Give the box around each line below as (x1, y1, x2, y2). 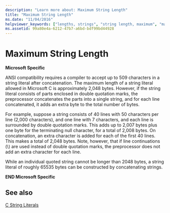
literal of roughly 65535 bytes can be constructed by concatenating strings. (5, 164, 163, 170)
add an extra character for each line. (5, 149, 81, 155)
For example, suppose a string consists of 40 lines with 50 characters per (5, 111, 159, 117)
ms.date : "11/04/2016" (5, 17, 53, 22)
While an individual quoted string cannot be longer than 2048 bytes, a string (5, 159, 164, 165)
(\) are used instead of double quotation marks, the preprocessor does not (5, 144, 160, 150)
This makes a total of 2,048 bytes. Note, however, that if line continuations (5, 138, 160, 144)
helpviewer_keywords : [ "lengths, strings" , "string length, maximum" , (5, 21, 157, 27)
